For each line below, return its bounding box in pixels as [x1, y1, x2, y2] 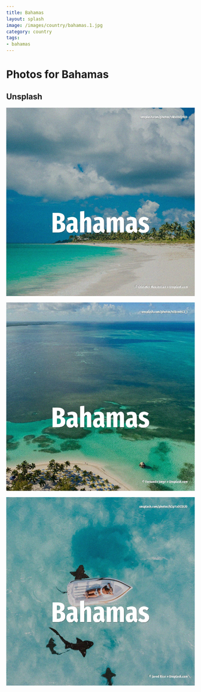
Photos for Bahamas [6, 68, 109, 81]
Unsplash [6, 92, 43, 102]
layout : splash [6, 16, 44, 22]
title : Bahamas [6, 10, 44, 16]
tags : [6, 35, 20, 41]
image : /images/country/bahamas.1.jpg [6, 22, 103, 28]
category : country [6, 29, 52, 35]
